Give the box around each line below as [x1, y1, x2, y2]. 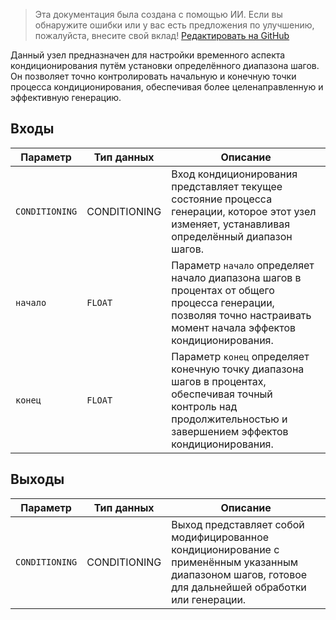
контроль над [171, 399, 238, 413]
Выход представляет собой [171, 517, 305, 531]
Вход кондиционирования [171, 167, 298, 181]
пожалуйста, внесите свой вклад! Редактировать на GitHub [34, 30, 290, 41]
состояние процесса [171, 192, 273, 206]
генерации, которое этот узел [171, 204, 317, 218]
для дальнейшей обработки [171, 580, 307, 594]
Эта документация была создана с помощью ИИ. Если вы [34, 9, 283, 20]
